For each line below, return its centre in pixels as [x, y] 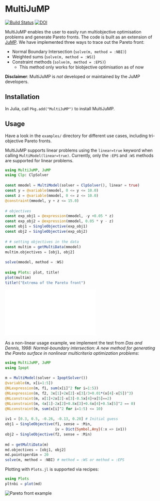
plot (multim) [18, 277]
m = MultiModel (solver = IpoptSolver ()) [47, 378]
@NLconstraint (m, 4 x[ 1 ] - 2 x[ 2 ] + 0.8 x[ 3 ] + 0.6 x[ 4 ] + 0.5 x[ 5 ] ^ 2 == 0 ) [70, 404]
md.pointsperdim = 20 [27, 455]
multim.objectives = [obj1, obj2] [40, 252]
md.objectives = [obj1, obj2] [36, 450]
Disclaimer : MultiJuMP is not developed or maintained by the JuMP [73, 76]
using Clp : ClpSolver [27, 175]
